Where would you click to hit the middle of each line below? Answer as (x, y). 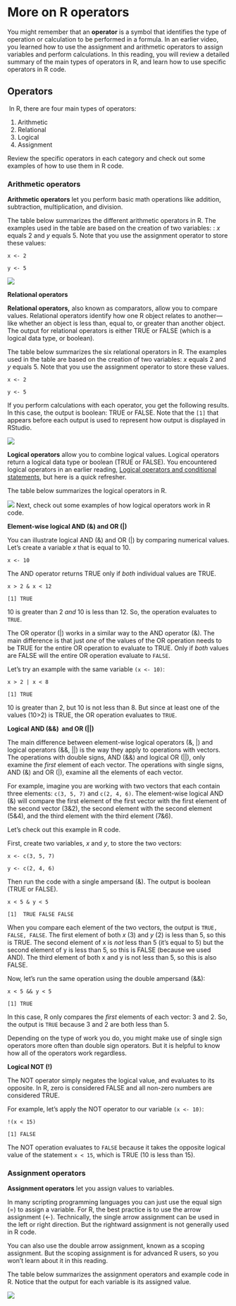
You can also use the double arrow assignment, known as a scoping (106, 1246)
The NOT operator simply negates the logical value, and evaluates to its (111, 1080)
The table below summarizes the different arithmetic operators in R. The (112, 221)
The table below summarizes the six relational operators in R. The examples (117, 352)
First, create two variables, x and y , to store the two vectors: (94, 843)
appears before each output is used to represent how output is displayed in (116, 420)
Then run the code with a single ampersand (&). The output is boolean (109, 881)
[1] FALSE (22, 1135)
